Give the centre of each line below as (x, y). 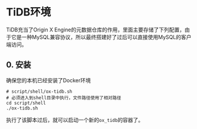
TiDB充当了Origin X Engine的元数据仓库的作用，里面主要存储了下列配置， (95, 30)
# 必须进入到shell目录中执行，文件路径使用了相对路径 (64, 98)
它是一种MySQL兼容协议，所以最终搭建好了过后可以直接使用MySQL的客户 (101, 37)
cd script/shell (26, 103)
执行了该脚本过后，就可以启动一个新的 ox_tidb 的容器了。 (75, 120)
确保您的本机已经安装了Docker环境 (49, 80)
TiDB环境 (29, 12)
